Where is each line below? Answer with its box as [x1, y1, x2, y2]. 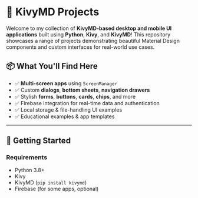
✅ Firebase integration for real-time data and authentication [14, 99, 160, 106]
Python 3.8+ [14, 167, 45, 174]
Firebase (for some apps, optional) [14, 185, 99, 193]
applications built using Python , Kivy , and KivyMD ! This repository [6, 31, 171, 38]
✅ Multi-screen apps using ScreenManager [14, 79, 118, 87]
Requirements [6, 153, 48, 162]
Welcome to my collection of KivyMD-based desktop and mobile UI [6, 25, 172, 32]
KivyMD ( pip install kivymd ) [14, 179, 87, 186]
